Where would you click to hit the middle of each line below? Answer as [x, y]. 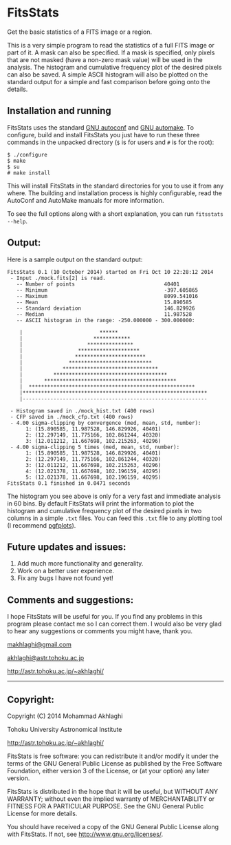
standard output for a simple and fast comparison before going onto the [109, 81]
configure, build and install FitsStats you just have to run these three [103, 135]
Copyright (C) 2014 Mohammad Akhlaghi [65, 716]
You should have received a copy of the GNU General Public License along [113, 827]
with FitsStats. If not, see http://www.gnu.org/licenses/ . [85, 834]
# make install [29, 173]
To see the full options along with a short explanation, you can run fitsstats [115, 213]
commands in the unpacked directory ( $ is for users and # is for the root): [111, 142]
